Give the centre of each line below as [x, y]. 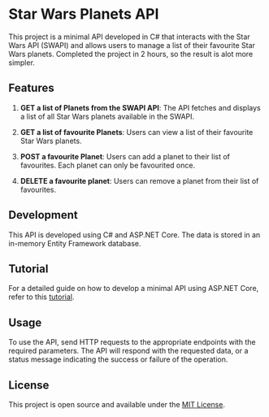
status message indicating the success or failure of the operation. [118, 359]
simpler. [22, 63]
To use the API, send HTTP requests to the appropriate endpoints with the [132, 342]
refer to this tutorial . [41, 297]
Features [31, 88]
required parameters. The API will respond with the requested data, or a [128, 351]
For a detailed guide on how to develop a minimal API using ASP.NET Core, [134, 289]
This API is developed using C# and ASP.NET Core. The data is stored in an [134, 235]
